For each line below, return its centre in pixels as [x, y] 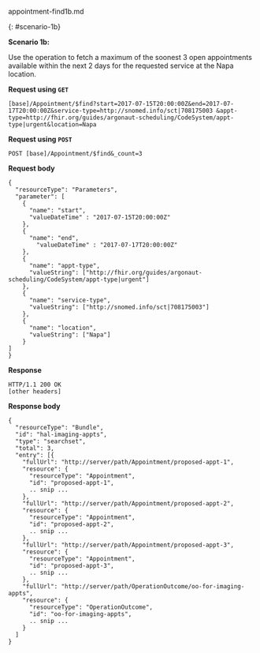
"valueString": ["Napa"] [70, 335]
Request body [32, 168]
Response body [34, 406]
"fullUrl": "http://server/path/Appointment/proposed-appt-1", [128, 462]
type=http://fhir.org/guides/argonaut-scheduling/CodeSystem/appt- [121, 118]
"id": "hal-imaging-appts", [61, 434]
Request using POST [40, 139]
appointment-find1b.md [46, 11]
